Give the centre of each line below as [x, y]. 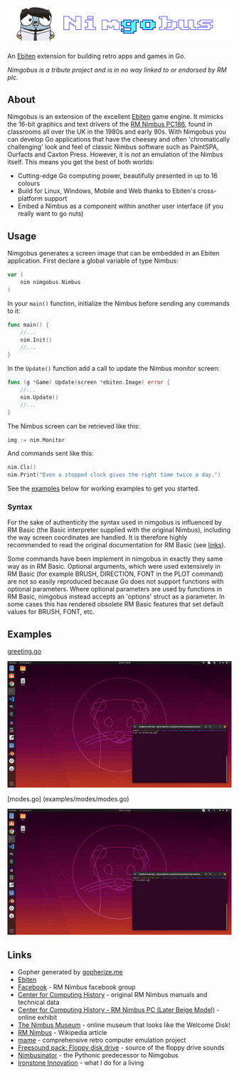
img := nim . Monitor [36, 440]
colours [29, 184]
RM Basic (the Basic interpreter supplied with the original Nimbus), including [119, 530]
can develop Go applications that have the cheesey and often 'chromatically [118, 139]
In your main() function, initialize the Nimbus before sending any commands [118, 303]
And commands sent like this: [51, 453]
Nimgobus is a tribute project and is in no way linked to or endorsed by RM [117, 70]
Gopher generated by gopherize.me [70, 972]
